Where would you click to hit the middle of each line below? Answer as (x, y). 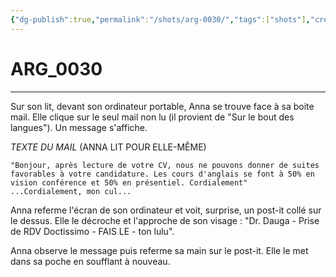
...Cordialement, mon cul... (71, 191)
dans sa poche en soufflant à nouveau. (90, 261)
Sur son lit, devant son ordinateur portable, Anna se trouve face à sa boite (162, 106)
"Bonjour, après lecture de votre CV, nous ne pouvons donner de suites (165, 165)
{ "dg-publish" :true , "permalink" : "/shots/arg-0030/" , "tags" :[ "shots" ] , (160, 19)
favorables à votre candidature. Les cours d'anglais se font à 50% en (162, 174)
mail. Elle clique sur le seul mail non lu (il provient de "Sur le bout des (152, 117)
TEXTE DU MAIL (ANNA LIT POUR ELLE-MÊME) (108, 147)
